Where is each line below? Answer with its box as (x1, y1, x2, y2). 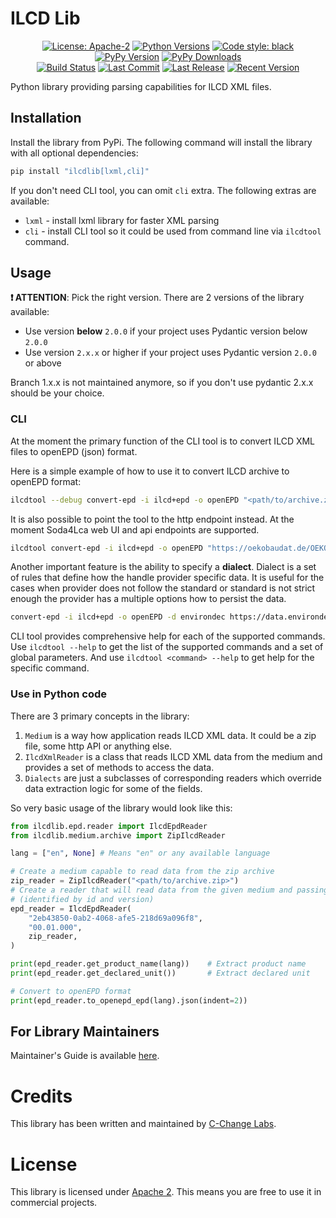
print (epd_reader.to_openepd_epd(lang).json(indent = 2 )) (10, 995, 248, 1006)
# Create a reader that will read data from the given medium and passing (10, 885, 329, 896)
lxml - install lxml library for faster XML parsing (24, 214, 220, 226)
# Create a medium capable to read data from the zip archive (10, 867, 275, 877)
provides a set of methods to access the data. (24, 761, 215, 773)
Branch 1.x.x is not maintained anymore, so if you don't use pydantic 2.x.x (10, 377, 314, 389)
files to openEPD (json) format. (10, 445, 138, 457)
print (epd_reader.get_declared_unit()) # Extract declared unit (10, 968, 311, 979)
